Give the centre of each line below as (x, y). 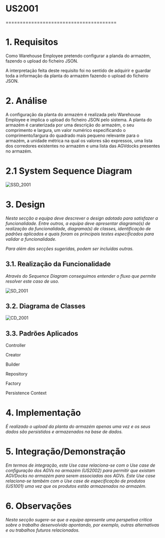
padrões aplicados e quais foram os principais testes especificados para (80, 234)
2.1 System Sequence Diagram (69, 171)
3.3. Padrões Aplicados (42, 333)
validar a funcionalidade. (31, 239)
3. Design (25, 204)
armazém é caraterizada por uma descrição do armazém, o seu (70, 125)
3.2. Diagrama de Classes (45, 306)
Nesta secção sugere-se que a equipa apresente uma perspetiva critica (79, 519)
